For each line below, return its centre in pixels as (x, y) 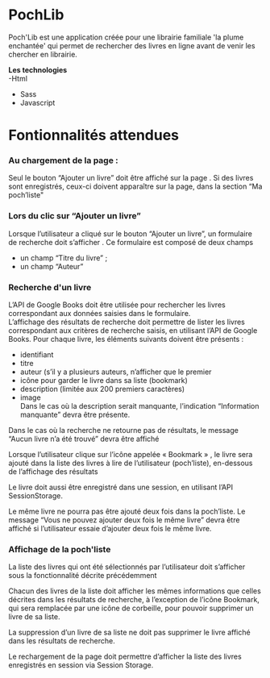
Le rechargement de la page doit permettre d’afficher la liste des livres (125, 657)
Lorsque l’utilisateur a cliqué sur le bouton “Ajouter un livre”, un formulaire (130, 233)
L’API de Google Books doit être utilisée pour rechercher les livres (117, 305)
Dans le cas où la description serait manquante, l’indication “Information (139, 406)
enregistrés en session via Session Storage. (81, 665)
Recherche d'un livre (50, 287)
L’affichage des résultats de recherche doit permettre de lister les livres (127, 322)
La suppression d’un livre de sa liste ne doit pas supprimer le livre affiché (130, 632)
